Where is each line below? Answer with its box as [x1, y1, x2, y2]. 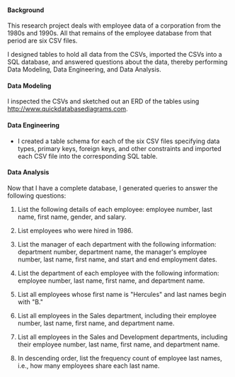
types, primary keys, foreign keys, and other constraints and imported [17, 144, 222, 152]
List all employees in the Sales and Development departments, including [17, 332, 228, 341]
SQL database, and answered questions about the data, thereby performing [7, 57, 228, 67]
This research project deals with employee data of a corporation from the [7, 21, 222, 30]
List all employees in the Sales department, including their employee [17, 311, 217, 320]
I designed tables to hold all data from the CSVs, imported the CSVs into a [7, 50, 222, 59]
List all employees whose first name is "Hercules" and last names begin [17, 290, 227, 298]
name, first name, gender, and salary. [17, 213, 127, 221]
